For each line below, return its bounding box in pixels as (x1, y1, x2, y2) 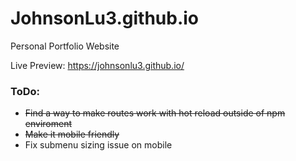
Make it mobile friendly (24, 128, 120, 141)
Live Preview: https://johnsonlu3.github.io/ (10, 59, 185, 71)
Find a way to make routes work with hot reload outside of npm (24, 107, 286, 119)
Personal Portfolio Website (10, 40, 120, 52)
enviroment (24, 118, 72, 130)
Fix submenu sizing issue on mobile (24, 139, 173, 151)
